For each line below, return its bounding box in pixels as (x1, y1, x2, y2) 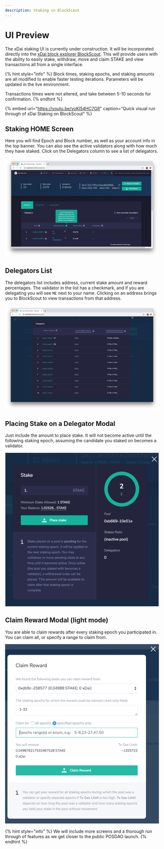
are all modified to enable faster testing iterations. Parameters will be (5, 76, 143, 82)
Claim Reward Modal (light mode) (5, 616, 108, 624)
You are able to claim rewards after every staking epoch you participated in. (5, 629, 158, 635)
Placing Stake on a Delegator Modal (5, 419, 116, 428)
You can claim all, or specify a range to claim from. (5, 634, 107, 640)
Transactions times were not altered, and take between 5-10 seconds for (5, 91, 151, 96)
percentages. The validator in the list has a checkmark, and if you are (5, 284, 144, 291)
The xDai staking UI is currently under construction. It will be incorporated (5, 46, 154, 51)
